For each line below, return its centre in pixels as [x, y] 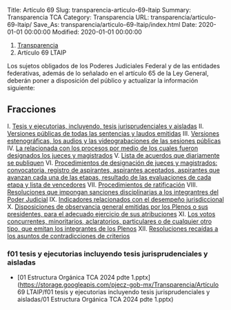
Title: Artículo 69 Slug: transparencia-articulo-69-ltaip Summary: [99, 10]
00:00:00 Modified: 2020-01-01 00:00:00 [83, 32]
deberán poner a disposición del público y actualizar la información [103, 81]
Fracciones [32, 110]
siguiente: [21, 88]
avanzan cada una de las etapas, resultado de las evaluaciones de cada [109, 177]
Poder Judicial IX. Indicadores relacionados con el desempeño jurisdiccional [115, 199]
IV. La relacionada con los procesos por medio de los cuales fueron [103, 148]
